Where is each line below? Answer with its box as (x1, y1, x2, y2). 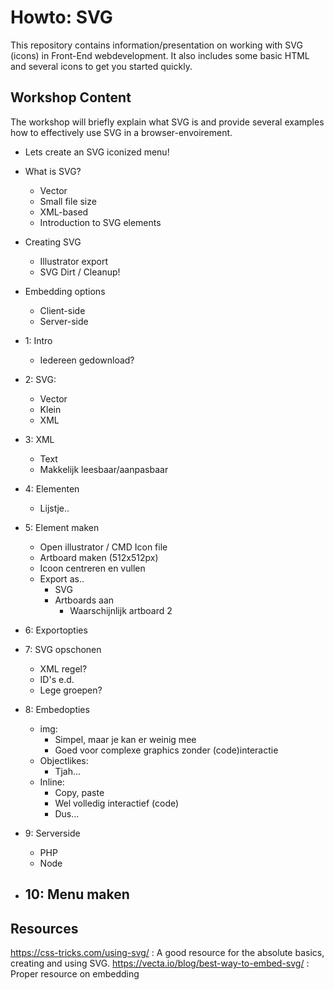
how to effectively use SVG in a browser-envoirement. (10, 126, 233, 138)
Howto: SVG (10, 6, 113, 29)
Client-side (39, 304, 86, 316)
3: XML (24, 433, 55, 445)
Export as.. (39, 572, 85, 585)
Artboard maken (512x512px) (39, 551, 159, 563)
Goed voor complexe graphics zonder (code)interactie (54, 744, 279, 756)
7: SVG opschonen (24, 643, 102, 655)
